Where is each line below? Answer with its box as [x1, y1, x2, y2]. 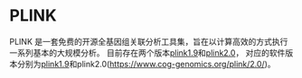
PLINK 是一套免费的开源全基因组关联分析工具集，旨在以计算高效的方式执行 [9, 36, 288, 47]
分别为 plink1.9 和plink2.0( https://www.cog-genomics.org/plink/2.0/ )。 [16, 58, 276, 69]
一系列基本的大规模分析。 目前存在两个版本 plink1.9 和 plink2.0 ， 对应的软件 [9, 47, 286, 58]
